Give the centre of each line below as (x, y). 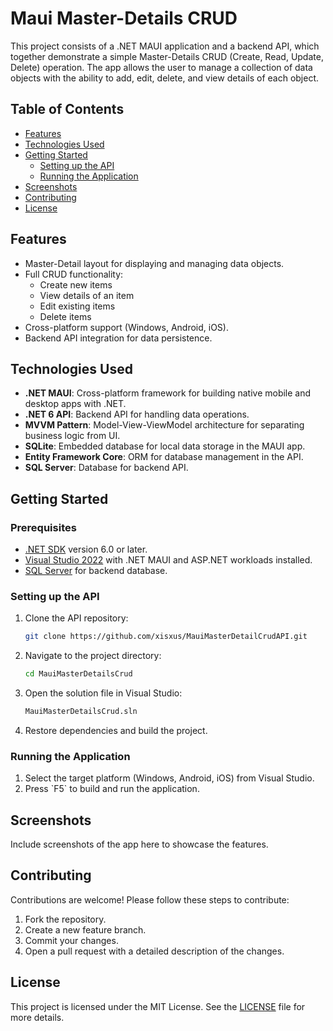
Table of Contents (67, 109)
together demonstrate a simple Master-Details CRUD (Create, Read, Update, (167, 56)
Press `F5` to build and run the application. (112, 789)
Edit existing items (77, 306)
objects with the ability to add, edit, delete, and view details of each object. (165, 78)
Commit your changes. (71, 940)
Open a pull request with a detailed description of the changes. (154, 951)
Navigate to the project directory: (93, 656)
